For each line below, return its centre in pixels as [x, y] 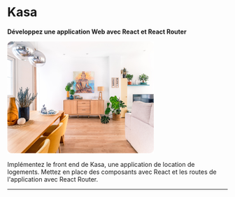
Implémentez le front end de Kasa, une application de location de [101, 164]
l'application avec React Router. [53, 179]
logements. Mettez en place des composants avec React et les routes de [112, 172]
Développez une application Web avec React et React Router [97, 32]
